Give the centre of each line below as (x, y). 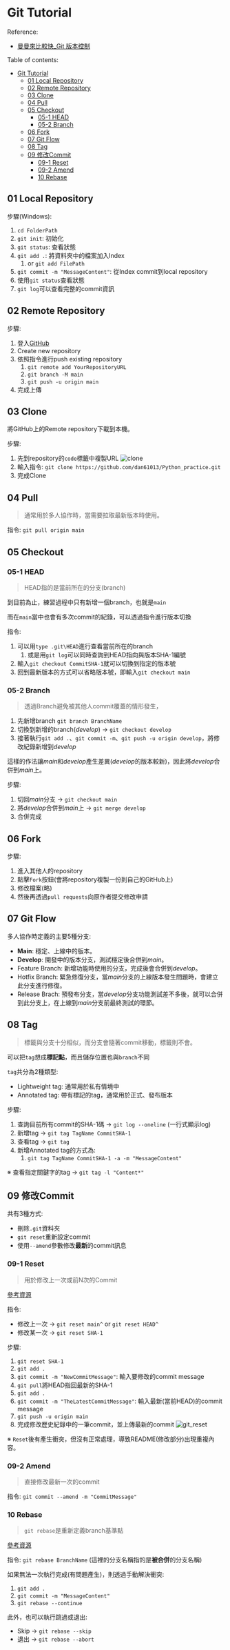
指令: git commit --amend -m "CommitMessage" (72, 1497)
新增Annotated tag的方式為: (56, 1150)
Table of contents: (33, 59)
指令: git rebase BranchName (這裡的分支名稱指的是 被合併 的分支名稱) (105, 1560)
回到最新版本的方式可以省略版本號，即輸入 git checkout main (104, 672)
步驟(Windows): (30, 216)
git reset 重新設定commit (54, 1237)
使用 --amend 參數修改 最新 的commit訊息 (72, 1246)
